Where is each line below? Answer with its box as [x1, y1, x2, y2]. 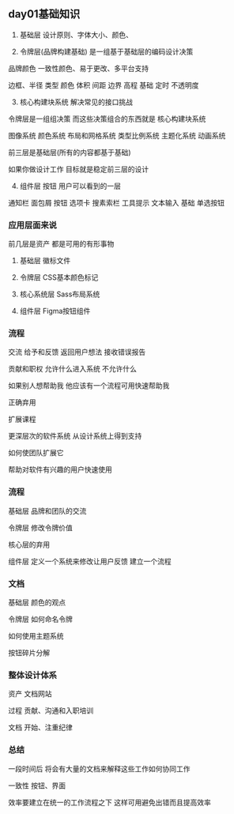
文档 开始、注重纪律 [8, 722, 73, 733]
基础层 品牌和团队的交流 [8, 506, 87, 515]
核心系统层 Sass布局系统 [19, 289, 100, 299]
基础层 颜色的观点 [8, 597, 66, 607]
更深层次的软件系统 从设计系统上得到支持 [8, 431, 142, 441]
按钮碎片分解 [8, 648, 50, 658]
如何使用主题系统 [8, 631, 64, 640]
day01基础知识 [8, 7, 81, 21]
